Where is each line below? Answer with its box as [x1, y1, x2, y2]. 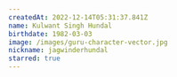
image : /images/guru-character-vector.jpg [8, 37, 168, 47]
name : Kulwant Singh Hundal [8, 21, 113, 30]
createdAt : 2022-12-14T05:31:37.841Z [8, 12, 149, 22]
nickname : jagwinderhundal [8, 46, 109, 55]
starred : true [8, 54, 61, 63]
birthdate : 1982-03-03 [8, 29, 93, 38]
